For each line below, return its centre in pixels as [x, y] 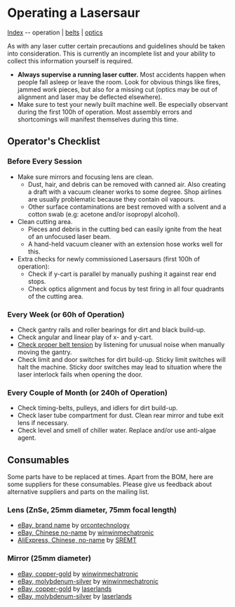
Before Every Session [45, 162]
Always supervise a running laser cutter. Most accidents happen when [121, 74]
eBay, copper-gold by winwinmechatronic [78, 573]
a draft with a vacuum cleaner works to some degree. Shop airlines [125, 192]
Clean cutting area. [45, 221]
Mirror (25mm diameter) [49, 559]
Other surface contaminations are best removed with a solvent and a [127, 207]
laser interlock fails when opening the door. [80, 374]
